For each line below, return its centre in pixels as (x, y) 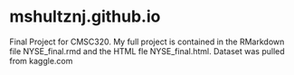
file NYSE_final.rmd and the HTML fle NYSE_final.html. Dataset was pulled (147, 51)
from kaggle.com (41, 61)
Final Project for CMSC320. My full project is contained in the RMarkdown (147, 42)
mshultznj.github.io (85, 17)
